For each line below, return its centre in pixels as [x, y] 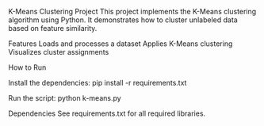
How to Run [27, 67]
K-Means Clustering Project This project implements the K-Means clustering [132, 11]
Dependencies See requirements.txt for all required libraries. [107, 113]
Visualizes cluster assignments [59, 52]
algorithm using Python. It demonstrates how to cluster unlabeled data [123, 20]
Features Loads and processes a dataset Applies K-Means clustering [121, 44]
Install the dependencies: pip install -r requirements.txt [98, 83]
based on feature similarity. [53, 28]
